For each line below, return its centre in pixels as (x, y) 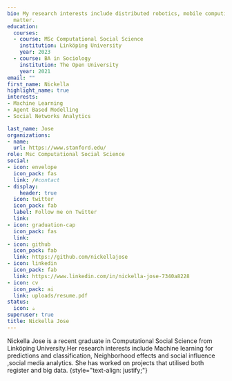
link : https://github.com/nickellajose (71, 257)
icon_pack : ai (33, 289)
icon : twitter (33, 199)
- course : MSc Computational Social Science (78, 39)
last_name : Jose (30, 128)
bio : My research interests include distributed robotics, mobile (105, 13)
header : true (38, 193)
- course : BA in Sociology (52, 59)
